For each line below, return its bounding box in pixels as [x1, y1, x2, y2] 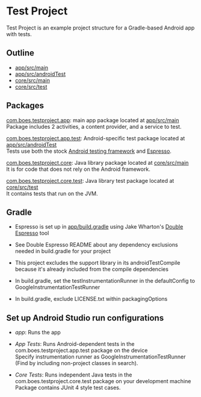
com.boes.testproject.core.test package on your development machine [14, 378, 191, 385]
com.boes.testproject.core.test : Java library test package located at [6, 177, 175, 184]
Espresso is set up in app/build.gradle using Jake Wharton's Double [14, 223, 184, 230]
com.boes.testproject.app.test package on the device [14, 347, 148, 354]
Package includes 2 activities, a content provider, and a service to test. [6, 123, 182, 130]
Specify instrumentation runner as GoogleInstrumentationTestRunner [14, 353, 186, 360]
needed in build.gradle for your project [14, 248, 111, 255]
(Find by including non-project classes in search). [14, 360, 138, 367]
